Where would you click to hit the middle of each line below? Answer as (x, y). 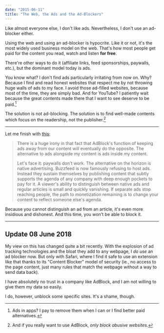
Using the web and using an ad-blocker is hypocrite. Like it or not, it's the (79, 43)
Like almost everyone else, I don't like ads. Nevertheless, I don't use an (76, 28)
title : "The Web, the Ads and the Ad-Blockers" (54, 14)
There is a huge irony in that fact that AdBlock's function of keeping (85, 143)
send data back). (22, 272)
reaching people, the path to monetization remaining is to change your (88, 194)
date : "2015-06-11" (25, 10)
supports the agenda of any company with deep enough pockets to (85, 179)
